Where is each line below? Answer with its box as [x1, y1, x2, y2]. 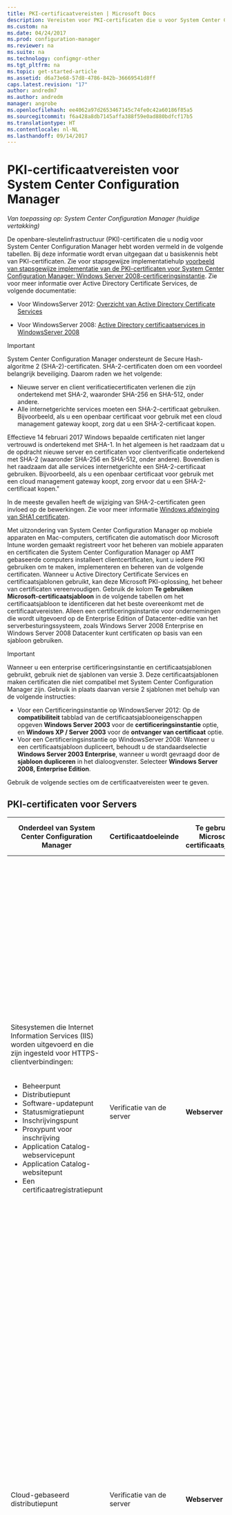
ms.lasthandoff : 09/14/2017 [7, 132, 88, 139]
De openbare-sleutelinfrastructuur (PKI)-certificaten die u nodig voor [7, 235, 204, 244]
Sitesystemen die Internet [10, 1022, 94, 1031]
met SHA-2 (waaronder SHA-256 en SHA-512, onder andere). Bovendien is [7, 455, 220, 463]
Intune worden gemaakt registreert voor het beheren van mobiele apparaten [7, 541, 224, 549]
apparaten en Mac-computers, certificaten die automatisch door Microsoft [7, 533, 219, 542]
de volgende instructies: [7, 692, 76, 701]
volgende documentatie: [7, 286, 77, 295]
